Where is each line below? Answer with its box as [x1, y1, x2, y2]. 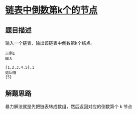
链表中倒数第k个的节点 [5, 4, 98, 16]
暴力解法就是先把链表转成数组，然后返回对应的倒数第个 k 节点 [5, 103, 133, 110]
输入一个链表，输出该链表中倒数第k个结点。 [5, 40, 95, 46]
